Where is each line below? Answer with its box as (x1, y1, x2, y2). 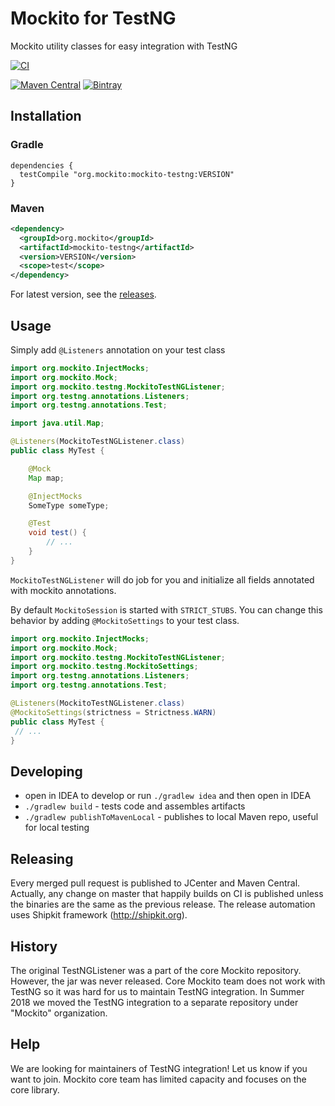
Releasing (10, 850, 74, 867)
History (10, 938, 58, 955)
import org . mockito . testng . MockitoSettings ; (10, 662, 199, 672)
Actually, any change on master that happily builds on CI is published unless (10, 888, 324, 900)
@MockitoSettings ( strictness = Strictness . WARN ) (10, 707, 217, 717)
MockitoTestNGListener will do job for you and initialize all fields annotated (10, 573, 315, 586)
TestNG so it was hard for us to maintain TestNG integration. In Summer (10, 985, 305, 997)
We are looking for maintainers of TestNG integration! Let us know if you (10, 1062, 308, 1074)
